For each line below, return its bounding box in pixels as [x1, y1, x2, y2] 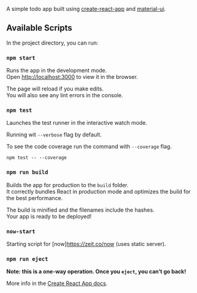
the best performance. [6, 194, 63, 201]
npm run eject [6, 255, 48, 262]
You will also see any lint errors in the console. [6, 92, 124, 99]
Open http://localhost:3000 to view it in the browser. [6, 73, 138, 81]
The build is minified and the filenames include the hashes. [6, 206, 155, 213]
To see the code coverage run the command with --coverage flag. [6, 143, 173, 150]
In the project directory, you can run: [6, 39, 98, 46]
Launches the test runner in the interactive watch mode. [6, 119, 148, 127]
